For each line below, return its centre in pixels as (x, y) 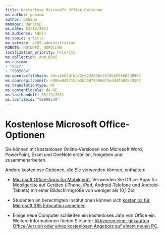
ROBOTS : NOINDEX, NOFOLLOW (34, 48)
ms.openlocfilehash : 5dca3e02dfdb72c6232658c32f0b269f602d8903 (73, 76)
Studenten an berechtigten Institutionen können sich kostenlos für (81, 200)
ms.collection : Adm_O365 (31, 57)
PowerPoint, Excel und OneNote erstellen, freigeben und (64, 154)
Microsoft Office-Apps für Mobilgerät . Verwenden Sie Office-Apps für (85, 180)
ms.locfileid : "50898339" (32, 99)
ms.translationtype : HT (30, 85)
